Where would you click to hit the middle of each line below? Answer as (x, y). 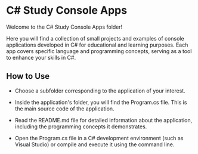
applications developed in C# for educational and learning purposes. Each (97, 45)
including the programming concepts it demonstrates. (81, 127)
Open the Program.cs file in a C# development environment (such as (99, 138)
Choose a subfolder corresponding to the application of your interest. (100, 91)
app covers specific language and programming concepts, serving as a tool (99, 51)
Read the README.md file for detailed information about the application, (103, 120)
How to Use (28, 76)
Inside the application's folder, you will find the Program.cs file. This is (101, 102)
